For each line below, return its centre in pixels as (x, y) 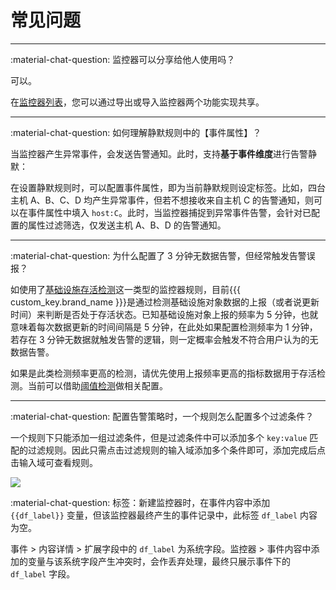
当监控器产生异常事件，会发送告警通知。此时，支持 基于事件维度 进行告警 (159, 153)
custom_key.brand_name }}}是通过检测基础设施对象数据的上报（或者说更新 (165, 302)
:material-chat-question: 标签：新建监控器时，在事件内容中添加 (140, 502)
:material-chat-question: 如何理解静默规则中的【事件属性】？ (136, 132)
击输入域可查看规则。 (54, 462)
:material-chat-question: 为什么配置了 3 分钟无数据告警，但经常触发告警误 (163, 255)
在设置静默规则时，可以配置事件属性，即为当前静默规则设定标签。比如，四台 (168, 187)
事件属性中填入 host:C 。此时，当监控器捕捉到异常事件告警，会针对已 (169, 212)
